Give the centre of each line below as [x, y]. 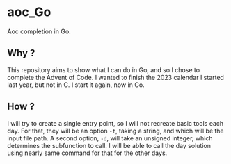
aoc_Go [29, 12]
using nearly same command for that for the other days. [87, 153]
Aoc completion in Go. [39, 31]
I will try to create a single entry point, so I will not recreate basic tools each [115, 123]
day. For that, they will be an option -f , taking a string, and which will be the [115, 131]
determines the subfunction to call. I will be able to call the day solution [109, 145]
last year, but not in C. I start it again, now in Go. [76, 85]
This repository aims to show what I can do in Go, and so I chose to [104, 69]
